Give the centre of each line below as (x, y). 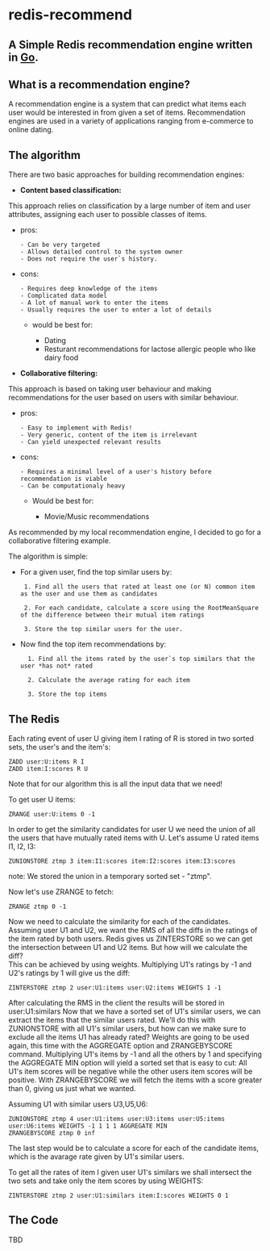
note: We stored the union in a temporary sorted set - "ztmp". (110, 877)
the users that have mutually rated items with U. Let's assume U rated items (134, 838)
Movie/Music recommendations (97, 517)
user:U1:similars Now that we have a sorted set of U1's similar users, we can (135, 1011)
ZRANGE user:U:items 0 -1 (52, 814)
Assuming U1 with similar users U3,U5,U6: (78, 1104)
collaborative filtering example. (60, 541)
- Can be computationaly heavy (73, 486)
